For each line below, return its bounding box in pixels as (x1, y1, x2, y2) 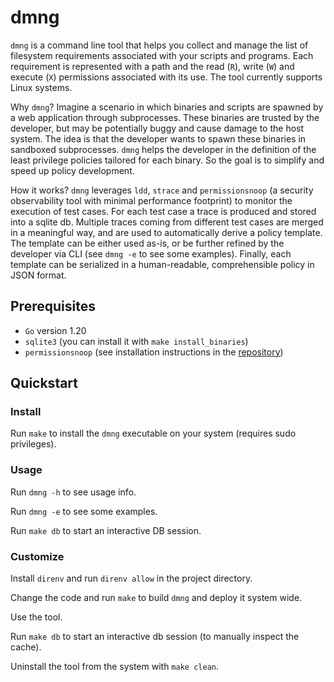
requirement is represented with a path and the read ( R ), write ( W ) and (10, 60, 295, 72)
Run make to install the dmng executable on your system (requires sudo (10, 427, 297, 440)
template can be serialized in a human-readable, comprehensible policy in (10, 258, 315, 270)
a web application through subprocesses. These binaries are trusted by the (10, 111, 320, 123)
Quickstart (10, 375, 79, 392)
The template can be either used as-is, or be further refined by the (10, 237, 285, 249)
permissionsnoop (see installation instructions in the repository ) (24, 346, 284, 358)
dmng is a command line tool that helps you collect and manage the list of (10, 39, 309, 51)
